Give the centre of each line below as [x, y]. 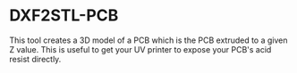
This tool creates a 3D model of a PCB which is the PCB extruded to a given [148, 40]
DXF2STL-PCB [64, 16]
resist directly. [35, 59]
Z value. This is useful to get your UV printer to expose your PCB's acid [140, 49]
